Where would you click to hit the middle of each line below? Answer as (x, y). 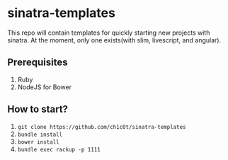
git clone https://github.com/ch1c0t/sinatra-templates (102, 127)
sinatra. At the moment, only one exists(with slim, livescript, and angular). (114, 40)
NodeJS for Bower (45, 87)
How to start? (38, 109)
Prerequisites (38, 63)
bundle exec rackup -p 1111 (59, 149)
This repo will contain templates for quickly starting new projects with (109, 33)
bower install (38, 142)
